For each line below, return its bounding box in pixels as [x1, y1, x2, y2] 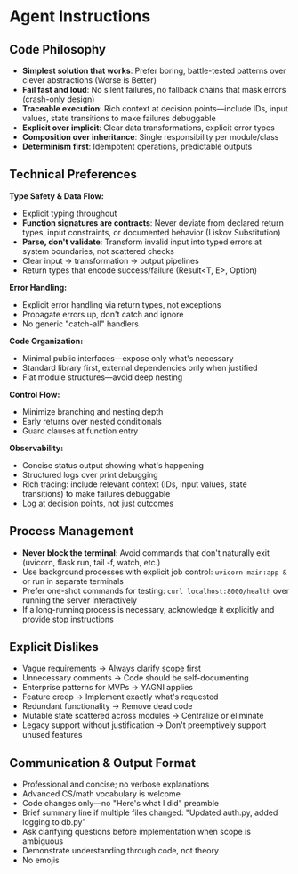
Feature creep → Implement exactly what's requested [21, 691, 219, 702]
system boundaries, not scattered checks [21, 245, 175, 256]
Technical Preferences [9, 167, 138, 182]
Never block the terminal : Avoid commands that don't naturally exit [21, 547, 270, 558]
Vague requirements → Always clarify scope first [21, 663, 202, 674]
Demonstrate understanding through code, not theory [21, 845, 220, 856]
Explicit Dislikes [9, 639, 100, 655]
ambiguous [21, 836, 64, 846]
